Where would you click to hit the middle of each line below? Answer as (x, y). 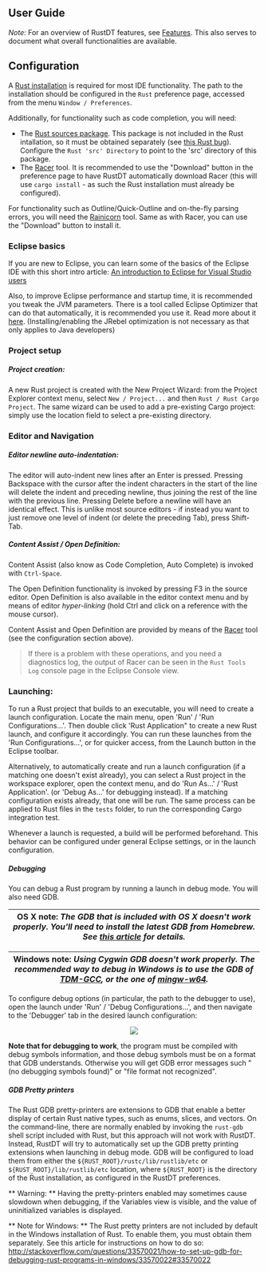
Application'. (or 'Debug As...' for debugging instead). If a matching (118, 792)
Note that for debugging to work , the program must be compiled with (123, 1046)
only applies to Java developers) (62, 329)
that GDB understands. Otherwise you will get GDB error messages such (128, 1063)
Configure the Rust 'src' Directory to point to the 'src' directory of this (138, 150)
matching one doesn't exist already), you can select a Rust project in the (127, 775)
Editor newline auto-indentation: (64, 455)
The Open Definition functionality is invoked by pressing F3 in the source (128, 588)
